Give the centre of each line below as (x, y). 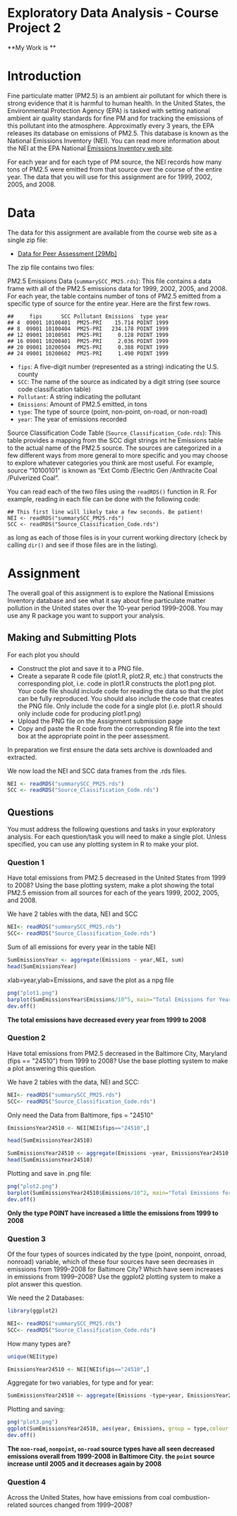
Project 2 (34, 28)
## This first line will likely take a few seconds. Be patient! (105, 512)
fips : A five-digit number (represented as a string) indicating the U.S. (118, 366)
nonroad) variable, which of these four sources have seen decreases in (111, 1262)
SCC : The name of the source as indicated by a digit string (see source (119, 381)
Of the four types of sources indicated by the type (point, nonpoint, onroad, (117, 1254)
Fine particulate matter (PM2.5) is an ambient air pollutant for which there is (117, 95)
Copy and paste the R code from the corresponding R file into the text (119, 728)
